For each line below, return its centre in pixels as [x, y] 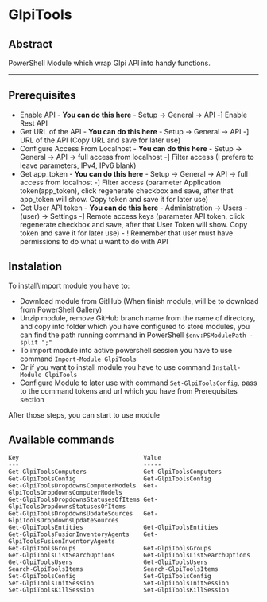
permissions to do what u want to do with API [94, 241]
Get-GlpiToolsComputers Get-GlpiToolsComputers [115, 472]
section [32, 399]
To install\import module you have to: [69, 285]
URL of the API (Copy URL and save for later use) [100, 140]
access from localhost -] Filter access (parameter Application [120, 182]
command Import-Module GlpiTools [78, 359]
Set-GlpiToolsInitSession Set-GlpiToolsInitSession [118, 583]
